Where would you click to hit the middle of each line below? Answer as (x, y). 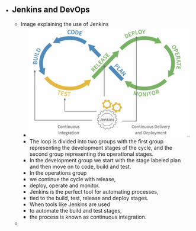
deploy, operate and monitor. (65, 185)
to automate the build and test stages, (76, 210)
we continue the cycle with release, (73, 179)
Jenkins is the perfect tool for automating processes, (94, 191)
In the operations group (58, 173)
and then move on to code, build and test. (80, 166)
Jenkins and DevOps (51, 10)
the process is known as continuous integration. (88, 217)
